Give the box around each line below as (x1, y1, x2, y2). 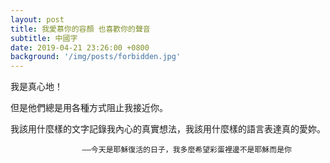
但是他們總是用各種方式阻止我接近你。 (10, 102, 168, 114)
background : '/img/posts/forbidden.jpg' (10, 52, 182, 62)
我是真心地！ (10, 81, 63, 93)
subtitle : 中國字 (10, 33, 78, 43)
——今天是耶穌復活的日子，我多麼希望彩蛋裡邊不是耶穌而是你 (81, 145, 292, 155)
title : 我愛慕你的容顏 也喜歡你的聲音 (10, 24, 151, 34)
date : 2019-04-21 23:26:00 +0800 (10, 42, 150, 53)
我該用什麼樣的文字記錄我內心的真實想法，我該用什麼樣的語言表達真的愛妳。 (10, 123, 326, 135)
